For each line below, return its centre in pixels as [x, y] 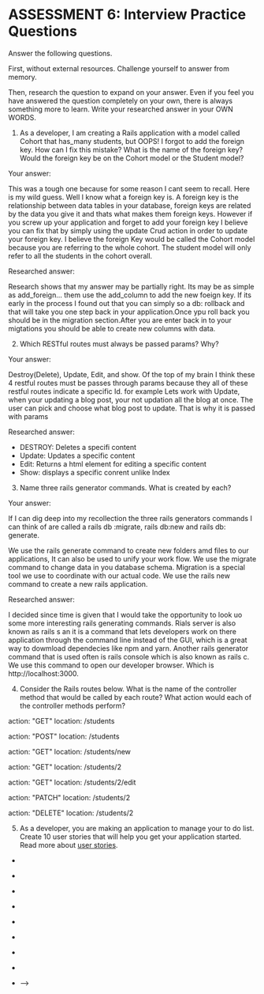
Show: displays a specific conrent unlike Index [95, 472]
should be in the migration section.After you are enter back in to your [120, 320]
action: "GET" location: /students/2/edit [72, 782]
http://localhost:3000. [43, 673]
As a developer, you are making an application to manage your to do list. [137, 828]
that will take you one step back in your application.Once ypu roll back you [129, 312]
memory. [22, 77]
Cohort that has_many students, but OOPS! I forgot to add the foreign [132, 141]
